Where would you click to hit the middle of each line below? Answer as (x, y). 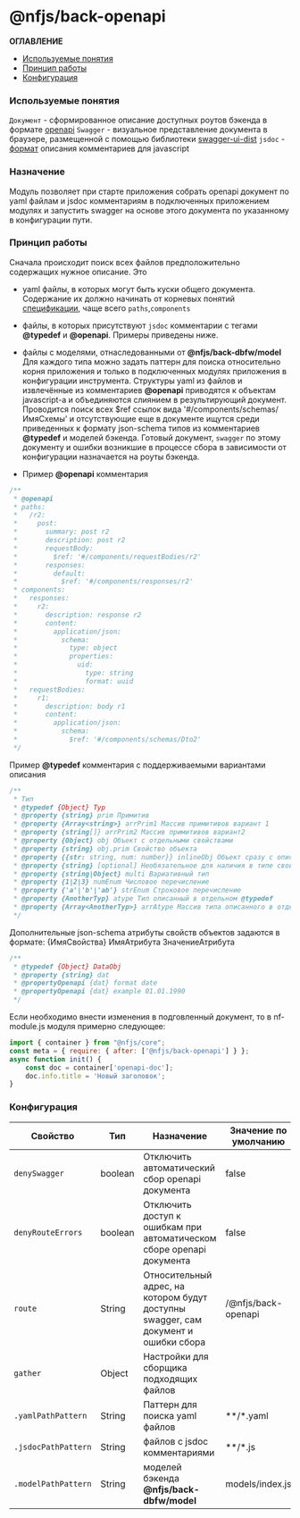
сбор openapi (172, 1178)
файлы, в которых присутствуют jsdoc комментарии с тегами (140, 325)
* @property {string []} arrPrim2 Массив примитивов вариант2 (129, 833)
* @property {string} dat (61, 975)
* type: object (65, 648)
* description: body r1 (69, 706)
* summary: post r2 (61, 532)
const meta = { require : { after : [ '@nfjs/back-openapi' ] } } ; (129, 1051)
